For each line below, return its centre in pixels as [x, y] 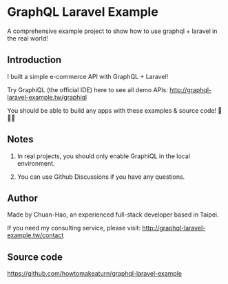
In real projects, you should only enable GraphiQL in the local [104, 156]
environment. [36, 163]
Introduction [34, 60]
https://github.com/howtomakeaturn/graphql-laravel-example [95, 274]
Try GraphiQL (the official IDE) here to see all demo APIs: [88, 89]
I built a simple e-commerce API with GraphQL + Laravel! [88, 76]
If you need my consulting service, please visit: [74, 228]
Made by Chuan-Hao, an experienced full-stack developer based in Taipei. [113, 215]
